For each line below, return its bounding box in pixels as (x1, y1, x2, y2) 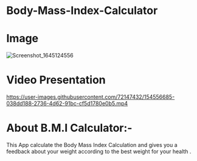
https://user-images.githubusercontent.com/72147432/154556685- (6, 93, 175, 101)
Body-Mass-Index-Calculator (6, 4, 158, 18)
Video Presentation (6, 73, 106, 87)
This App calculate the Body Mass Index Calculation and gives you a (6, 141, 178, 148)
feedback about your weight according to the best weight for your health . (6, 148, 192, 155)
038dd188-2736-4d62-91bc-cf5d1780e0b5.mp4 (6, 100, 128, 107)
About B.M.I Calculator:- (6, 121, 133, 135)
